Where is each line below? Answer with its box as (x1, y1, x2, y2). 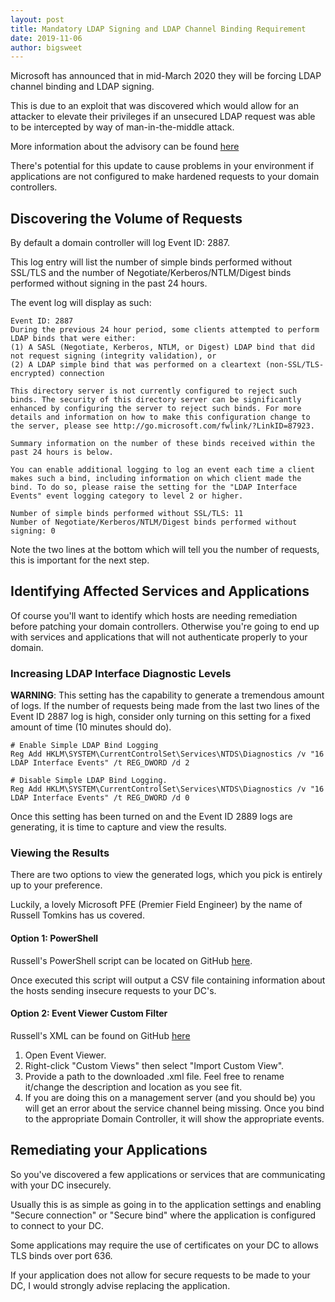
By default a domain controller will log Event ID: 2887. (10, 237, 230, 249)
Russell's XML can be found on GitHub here (10, 1029, 191, 1041)
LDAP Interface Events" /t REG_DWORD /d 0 (10, 793, 190, 803)
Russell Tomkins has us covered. (10, 909, 145, 921)
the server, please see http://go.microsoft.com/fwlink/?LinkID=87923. (10, 421, 315, 431)
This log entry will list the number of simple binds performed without (10, 256, 293, 268)
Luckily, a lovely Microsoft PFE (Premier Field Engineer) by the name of (10, 899, 303, 911)
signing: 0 (10, 526, 56, 536)
